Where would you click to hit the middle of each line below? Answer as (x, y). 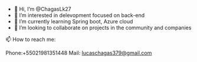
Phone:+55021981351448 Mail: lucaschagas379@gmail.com (79, 53)
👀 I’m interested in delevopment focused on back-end (79, 15)
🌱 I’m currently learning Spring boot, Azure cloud (73, 21)
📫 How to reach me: (31, 39)
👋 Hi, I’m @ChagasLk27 (42, 9)
